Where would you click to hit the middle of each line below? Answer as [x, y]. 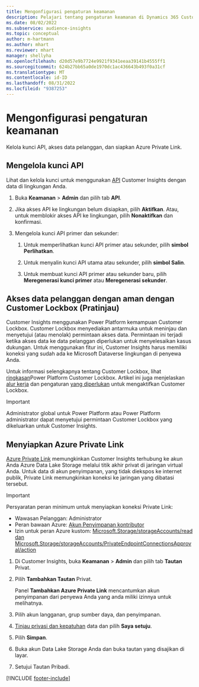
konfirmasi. [28, 221]
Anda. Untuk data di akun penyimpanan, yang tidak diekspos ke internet [94, 471]
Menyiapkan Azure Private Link [65, 444]
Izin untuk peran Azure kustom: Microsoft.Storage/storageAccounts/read [104, 531]
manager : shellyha [29, 56]
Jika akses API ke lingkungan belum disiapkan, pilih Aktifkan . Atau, [97, 209]
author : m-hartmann [30, 39]
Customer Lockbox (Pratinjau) [63, 308]
